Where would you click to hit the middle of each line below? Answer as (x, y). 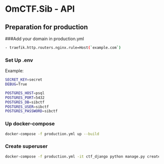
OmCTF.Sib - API (40, 9)
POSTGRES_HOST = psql (25, 93)
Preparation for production (47, 27)
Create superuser (26, 146)
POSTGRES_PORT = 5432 (25, 98)
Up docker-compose (30, 124)
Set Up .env (19, 60)
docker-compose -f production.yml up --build (52, 134)
